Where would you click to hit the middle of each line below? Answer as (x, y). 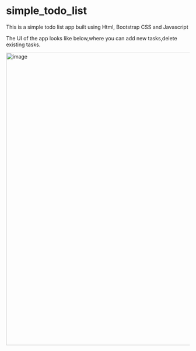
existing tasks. (23, 44)
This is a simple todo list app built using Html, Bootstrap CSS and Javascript (97, 27)
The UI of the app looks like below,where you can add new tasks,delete (92, 38)
